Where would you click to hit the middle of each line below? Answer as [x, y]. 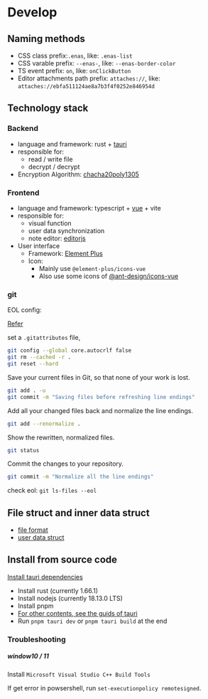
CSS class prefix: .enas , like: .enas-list [75, 55]
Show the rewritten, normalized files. [61, 437]
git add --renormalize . [44, 424]
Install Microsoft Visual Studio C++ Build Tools [79, 674]
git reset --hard [33, 364]
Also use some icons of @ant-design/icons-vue [109, 276]
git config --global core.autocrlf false [70, 351]
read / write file [50, 159]
